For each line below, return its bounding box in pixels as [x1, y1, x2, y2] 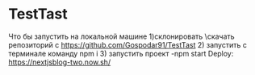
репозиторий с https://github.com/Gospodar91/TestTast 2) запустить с [8, 40, 248, 49]
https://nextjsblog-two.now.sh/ [8, 57, 111, 67]
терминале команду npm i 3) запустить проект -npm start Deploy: [8, 48, 234, 58]
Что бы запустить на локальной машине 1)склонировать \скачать [8, 31, 236, 41]
